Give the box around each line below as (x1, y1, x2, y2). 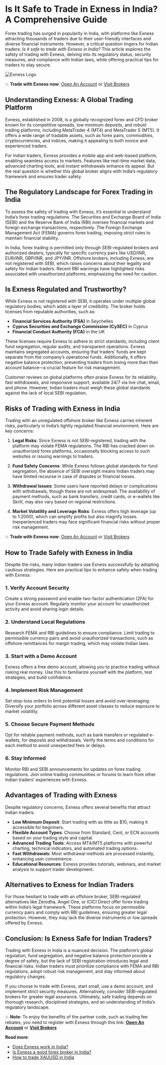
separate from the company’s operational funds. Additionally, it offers (5, 354, 146, 360)
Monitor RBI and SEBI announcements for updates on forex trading (5, 766, 141, 772)
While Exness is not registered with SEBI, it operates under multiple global (5, 298, 156, 304)
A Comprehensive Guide (5, 14, 108, 25)
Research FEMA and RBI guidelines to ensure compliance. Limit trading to (5, 630, 155, 636)
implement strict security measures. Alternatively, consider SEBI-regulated (5, 988, 157, 995)
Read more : (5, 1034, 29, 1040)
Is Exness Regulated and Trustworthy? (5, 285, 127, 293)
